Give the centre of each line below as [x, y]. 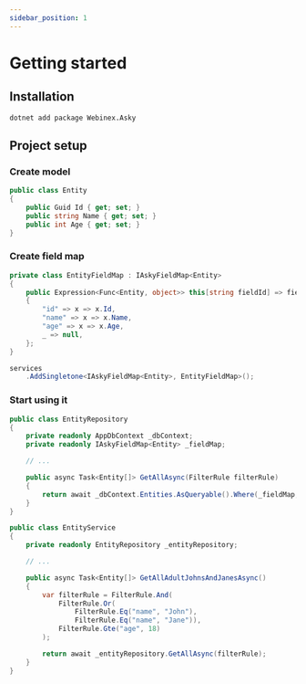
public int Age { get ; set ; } [83, 225]
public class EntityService [63, 528]
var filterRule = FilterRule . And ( [107, 595]
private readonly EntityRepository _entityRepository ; [132, 545]
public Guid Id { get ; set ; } [83, 208]
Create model [40, 172]
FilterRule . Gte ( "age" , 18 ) [109, 629]
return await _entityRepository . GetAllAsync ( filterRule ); [154, 654]
